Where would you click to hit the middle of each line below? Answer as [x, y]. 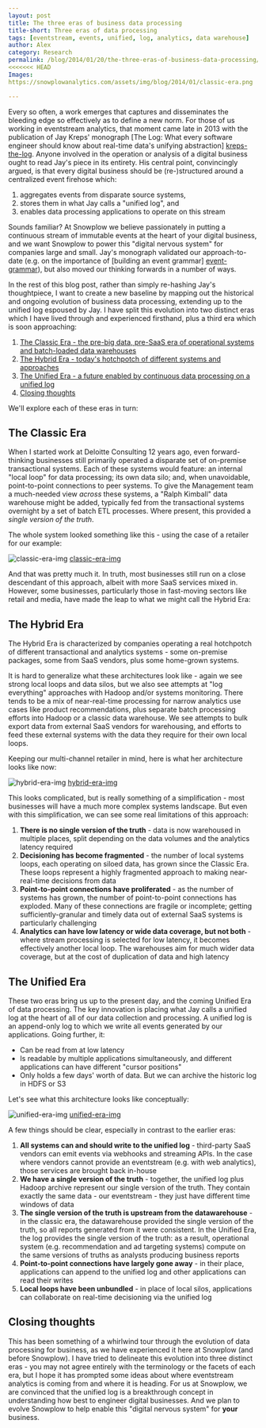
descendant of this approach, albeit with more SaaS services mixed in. [123, 583]
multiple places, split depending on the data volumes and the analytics [135, 839]
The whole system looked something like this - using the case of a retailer [129, 535]
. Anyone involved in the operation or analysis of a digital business [139, 154]
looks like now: [32, 767]
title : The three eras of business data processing [95, 23]
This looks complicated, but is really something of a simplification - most [127, 798]
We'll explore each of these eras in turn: [73, 408]
